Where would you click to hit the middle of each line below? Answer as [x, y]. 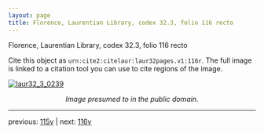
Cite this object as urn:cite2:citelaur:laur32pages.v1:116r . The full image [130, 60]
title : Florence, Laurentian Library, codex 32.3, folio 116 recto [121, 23]
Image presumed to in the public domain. [132, 99]
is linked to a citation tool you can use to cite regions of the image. [115, 68]
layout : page [29, 15]
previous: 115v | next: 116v [50, 121]
